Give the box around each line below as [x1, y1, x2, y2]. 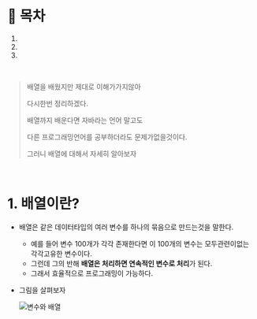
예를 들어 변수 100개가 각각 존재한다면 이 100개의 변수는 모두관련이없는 [30, 239, 250, 248]
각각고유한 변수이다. [30, 249, 92, 258]
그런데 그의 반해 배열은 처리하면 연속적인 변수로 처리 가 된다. [30, 258, 213, 268]
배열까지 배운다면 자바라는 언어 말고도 [26, 115, 143, 124]
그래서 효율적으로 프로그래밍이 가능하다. [30, 269, 154, 278]
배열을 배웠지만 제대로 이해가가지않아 [26, 82, 141, 91]
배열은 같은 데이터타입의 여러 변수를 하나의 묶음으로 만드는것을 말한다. [18, 222, 234, 232]
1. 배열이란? [7, 195, 80, 213]
